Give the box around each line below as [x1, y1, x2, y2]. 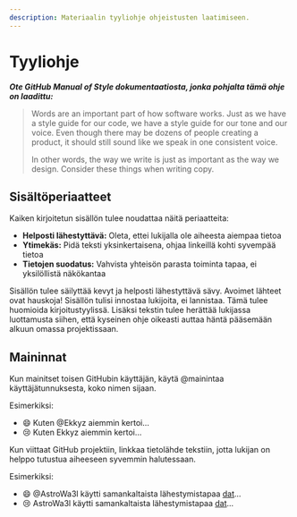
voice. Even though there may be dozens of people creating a [30, 127, 259, 138]
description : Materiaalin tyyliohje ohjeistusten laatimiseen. [9, 13, 250, 22]
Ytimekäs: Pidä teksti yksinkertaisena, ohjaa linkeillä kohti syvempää [21, 240, 276, 250]
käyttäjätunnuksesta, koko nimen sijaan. [9, 383, 157, 394]
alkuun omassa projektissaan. [9, 324, 119, 335]
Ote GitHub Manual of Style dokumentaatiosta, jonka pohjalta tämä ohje [9, 81, 285, 92]
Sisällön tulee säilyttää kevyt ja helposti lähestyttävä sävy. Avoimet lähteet [9, 285, 282, 296]
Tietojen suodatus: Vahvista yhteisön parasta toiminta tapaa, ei [21, 258, 258, 269]
